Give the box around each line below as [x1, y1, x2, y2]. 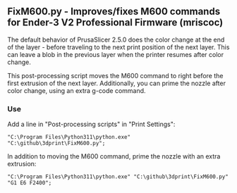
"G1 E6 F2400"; [7, 180, 52, 187]
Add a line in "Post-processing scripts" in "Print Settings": [7, 120, 176, 129]
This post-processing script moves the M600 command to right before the [7, 71, 224, 80]
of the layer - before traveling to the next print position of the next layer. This [7, 42, 230, 51]
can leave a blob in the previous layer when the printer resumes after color [7, 50, 224, 58]
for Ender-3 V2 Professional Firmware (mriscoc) [7, 17, 224, 29]
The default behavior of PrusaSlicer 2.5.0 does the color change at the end [7, 35, 225, 44]
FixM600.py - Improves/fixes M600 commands [7, 6, 221, 18]
